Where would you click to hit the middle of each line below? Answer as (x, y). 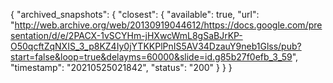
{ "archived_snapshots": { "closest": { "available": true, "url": (135, 14)
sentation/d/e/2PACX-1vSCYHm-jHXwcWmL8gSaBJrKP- (126, 35)
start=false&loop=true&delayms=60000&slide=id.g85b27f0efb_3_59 (151, 57)
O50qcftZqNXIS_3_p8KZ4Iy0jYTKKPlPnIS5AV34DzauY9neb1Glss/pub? (156, 46)
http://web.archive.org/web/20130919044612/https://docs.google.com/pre (168, 25)
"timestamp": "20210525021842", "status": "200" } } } (121, 67)
